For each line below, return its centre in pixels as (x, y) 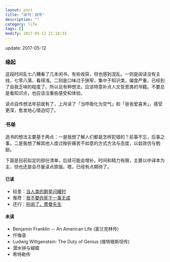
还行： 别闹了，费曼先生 (37, 204)
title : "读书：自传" (25, 15)
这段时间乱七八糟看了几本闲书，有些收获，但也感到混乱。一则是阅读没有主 (83, 74)
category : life (21, 24)
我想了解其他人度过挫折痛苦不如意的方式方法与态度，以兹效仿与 (89, 143)
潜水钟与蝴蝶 (26, 248)
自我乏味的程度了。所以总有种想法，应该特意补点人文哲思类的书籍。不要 (85, 87)
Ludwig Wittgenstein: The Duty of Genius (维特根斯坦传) (71, 241)
